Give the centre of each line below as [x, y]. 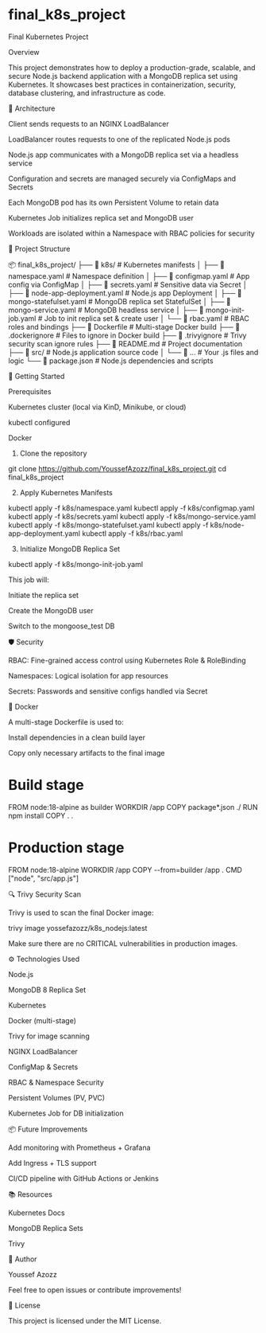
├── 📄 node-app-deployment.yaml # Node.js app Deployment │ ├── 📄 [125, 293]
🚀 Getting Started [37, 376]
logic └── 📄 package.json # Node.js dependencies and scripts [111, 361]
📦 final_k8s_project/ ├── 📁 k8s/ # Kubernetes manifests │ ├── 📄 [116, 264]
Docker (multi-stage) [42, 1020]
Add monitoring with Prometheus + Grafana [79, 1147]
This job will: [29, 580]
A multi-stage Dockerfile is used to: [66, 721]
